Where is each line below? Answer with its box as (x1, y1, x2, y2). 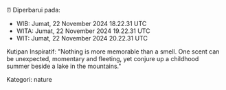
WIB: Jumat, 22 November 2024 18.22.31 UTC (16, 20, 147, 27)
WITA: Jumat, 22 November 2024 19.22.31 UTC (16, 27, 150, 35)
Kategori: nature (6, 76, 52, 83)
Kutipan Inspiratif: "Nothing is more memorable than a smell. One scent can (6, 47, 220, 56)
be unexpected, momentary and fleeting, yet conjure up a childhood (6, 55, 199, 63)
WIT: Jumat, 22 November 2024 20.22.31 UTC (16, 34, 148, 42)
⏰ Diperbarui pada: (6, 6, 61, 14)
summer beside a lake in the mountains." (6, 62, 122, 70)
